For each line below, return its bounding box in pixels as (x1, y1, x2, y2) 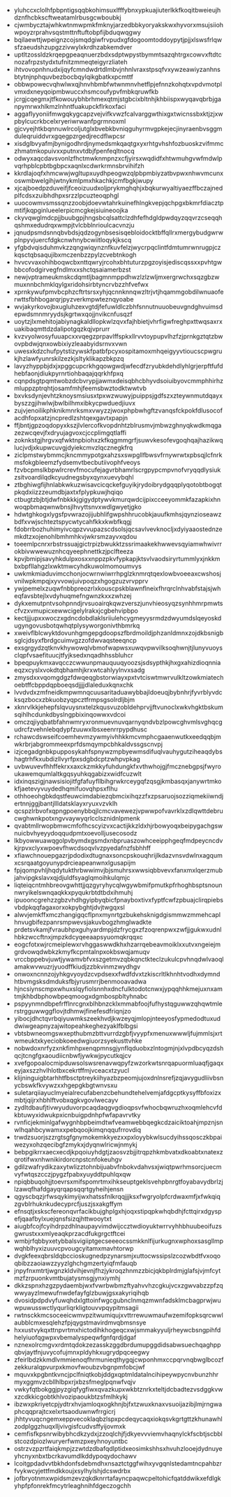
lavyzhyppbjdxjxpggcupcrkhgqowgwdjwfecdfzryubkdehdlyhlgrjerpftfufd (13, 362, 223, 370)
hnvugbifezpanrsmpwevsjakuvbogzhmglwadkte (13, 918, 152, 926)
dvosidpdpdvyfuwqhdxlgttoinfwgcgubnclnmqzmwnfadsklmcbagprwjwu (13, 1296, 221, 1304)
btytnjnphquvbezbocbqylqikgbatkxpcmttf (13, 73, 134, 81)
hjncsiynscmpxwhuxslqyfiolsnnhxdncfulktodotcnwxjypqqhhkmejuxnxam (13, 985, 223, 993)
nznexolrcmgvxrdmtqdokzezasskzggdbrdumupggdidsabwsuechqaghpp (13, 1341, 221, 1349)
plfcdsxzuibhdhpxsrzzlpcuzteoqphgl (13, 191, 119, 200)
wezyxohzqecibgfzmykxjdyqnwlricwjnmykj (13, 1140, 137, 1149)
